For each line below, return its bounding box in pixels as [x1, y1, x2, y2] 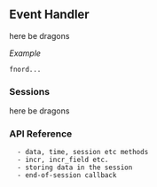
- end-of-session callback [17, 171, 117, 180]
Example [9, 48, 42, 58]
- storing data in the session [17, 163, 133, 172]
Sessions [9, 85, 51, 97]
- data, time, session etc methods [17, 148, 149, 157]
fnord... [9, 65, 42, 74]
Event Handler [9, 7, 90, 22]
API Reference [9, 128, 73, 140]
